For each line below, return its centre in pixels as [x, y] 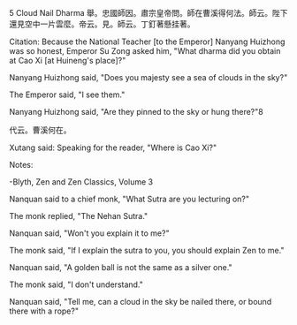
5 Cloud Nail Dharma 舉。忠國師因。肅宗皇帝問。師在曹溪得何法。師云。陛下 [148, 13]
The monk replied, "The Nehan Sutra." [79, 216]
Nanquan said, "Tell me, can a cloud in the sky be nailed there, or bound [141, 302]
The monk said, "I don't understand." [76, 284]
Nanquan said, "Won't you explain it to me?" [89, 233]
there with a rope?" [44, 311]
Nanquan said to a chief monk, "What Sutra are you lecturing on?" [129, 199]
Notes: [21, 165]
